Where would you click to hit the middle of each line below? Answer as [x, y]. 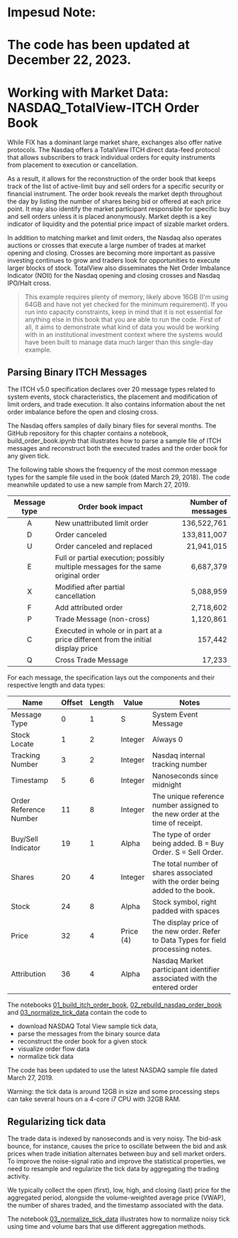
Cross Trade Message [92, 660]
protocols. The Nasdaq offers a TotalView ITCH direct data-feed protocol [114, 150]
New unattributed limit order [102, 523]
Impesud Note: [52, 12]
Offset [72, 703]
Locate [22, 744]
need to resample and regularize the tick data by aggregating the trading [113, 1168]
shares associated [182, 873]
